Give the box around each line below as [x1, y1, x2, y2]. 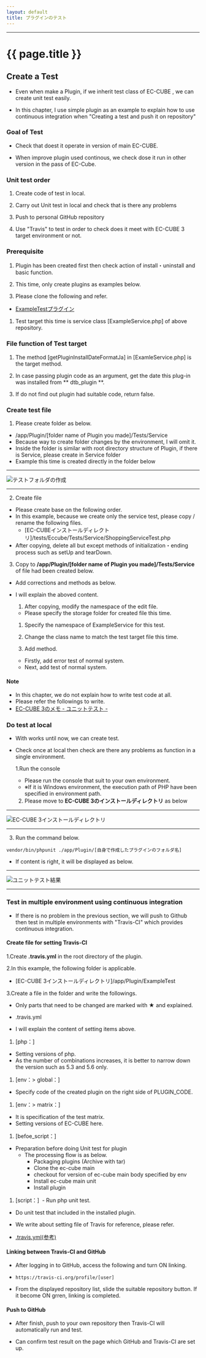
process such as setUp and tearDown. [15, 548, 112, 556]
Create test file [6, 406, 52, 414]
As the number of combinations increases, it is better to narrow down [15, 1056, 191, 1064]
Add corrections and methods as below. [15, 579, 116, 586]
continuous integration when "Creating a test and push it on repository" [15, 112, 196, 120]
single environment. [15, 753, 66, 761]
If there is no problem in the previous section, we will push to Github [15, 912, 188, 919]
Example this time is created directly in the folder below [15, 457, 156, 465]
